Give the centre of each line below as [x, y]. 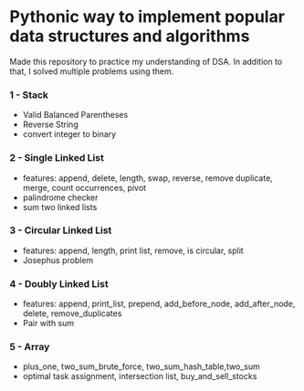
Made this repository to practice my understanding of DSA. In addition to [146, 61]
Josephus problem [58, 260]
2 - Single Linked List [57, 158]
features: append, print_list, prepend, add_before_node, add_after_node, [159, 304]
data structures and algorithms [130, 36]
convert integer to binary [69, 134]
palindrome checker [60, 197]
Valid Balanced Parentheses [75, 115]
